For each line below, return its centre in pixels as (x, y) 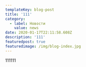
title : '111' (19, 14)
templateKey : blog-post (30, 10)
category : (15, 19)
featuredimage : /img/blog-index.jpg (43, 46)
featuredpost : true (25, 42)
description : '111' (25, 37)
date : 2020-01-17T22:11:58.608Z (39, 33)
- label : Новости (28, 23)
